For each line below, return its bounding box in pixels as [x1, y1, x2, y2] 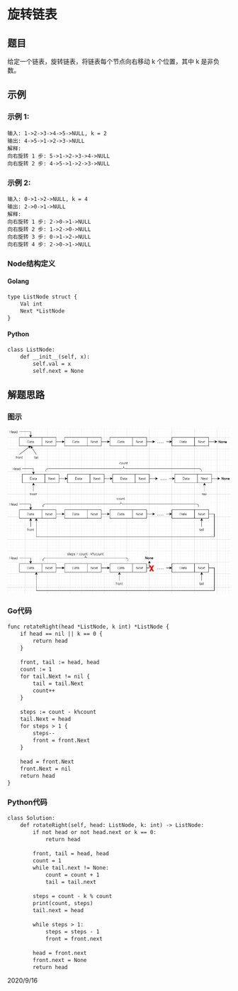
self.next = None [33, 367, 84, 375]
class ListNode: [7, 346, 55, 354]
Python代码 [7, 797, 47, 807]
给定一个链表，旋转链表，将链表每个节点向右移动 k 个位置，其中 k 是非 [7, 58, 214, 65]
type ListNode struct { [7, 293, 78, 300]
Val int [20, 300, 42, 308]
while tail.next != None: [33, 865, 110, 872]
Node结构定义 [7, 259, 55, 269]
